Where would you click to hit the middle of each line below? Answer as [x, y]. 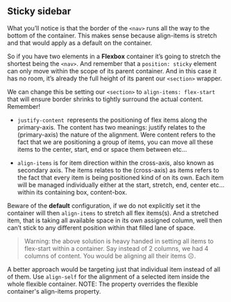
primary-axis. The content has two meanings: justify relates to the [111, 127]
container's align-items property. [54, 291]
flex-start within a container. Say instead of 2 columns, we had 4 [116, 248]
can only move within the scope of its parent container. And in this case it [112, 71]
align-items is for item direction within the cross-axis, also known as [115, 163]
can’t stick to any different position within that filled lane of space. [101, 227]
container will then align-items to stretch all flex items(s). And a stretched [113, 213]
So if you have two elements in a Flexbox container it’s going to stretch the [114, 56]
